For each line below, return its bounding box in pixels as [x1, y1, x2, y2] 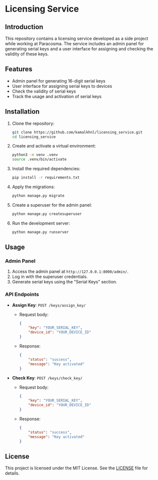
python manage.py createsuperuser [12, 211, 82, 216]
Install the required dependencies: [12, 166, 81, 172]
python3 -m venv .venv [12, 152, 58, 157]
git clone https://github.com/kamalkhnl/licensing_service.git [12, 130, 143, 134]
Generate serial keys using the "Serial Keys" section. [12, 279, 117, 285]
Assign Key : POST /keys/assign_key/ [12, 302, 86, 308]
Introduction [5, 23, 44, 31]
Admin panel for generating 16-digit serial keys [12, 78, 106, 83]
